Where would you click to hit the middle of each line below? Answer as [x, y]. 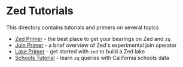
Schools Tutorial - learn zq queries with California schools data [92, 58]
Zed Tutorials [40, 11]
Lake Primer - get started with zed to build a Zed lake [80, 51]
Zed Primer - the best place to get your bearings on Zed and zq [92, 39]
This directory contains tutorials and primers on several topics [83, 27]
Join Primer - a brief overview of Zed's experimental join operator [96, 45]
